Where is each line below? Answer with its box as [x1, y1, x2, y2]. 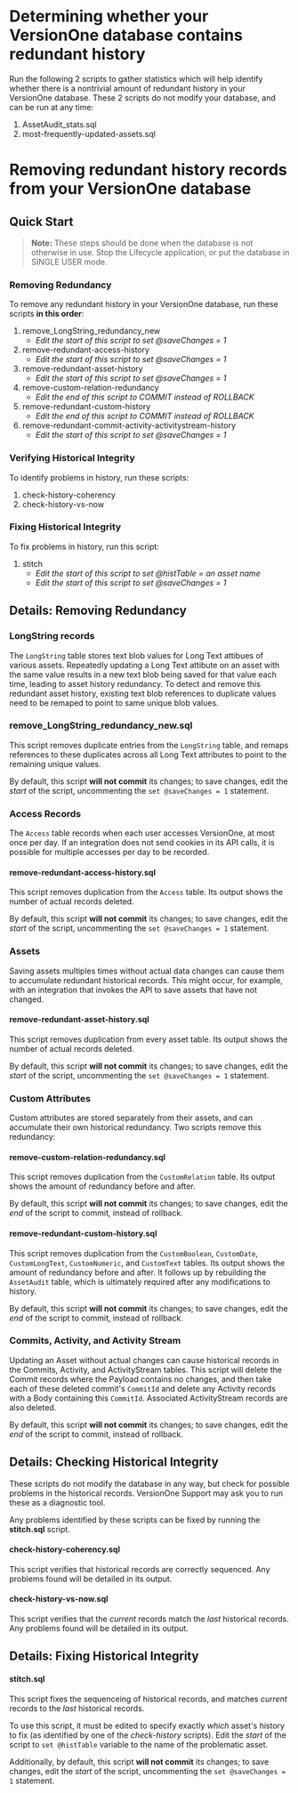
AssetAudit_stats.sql [21, 118, 97, 130]
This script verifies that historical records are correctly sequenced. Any [9, 1563, 270, 1574]
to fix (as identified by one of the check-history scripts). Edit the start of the [9, 1729, 286, 1741]
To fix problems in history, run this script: [9, 541, 160, 552]
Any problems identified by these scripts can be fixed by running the [9, 1514, 261, 1525]
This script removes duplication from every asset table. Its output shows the [9, 1034, 288, 1045]
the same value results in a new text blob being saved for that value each [9, 669, 278, 680]
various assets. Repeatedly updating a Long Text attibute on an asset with [9, 659, 280, 670]
